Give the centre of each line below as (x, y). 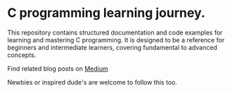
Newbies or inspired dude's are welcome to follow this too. (92, 82)
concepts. (22, 55)
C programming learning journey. (107, 13)
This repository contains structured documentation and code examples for (115, 32)
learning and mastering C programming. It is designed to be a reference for (116, 39)
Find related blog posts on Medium (58, 68)
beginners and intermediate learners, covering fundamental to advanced (112, 47)
